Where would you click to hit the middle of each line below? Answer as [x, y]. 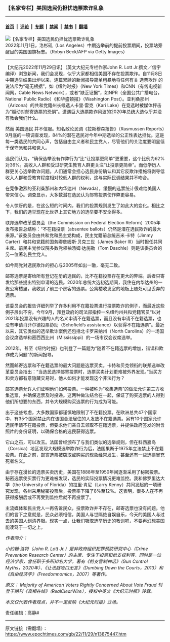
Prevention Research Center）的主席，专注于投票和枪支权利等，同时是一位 [83, 555]
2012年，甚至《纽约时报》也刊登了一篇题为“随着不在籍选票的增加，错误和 [82, 348]
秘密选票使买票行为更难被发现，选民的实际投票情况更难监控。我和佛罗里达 [83, 478]
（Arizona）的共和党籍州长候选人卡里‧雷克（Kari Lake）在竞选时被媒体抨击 [83, 105]
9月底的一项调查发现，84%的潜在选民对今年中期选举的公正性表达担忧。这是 [85, 135]
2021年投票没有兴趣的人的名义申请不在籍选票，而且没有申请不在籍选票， [81, 318]
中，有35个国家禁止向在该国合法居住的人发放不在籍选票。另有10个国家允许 [83, 418]
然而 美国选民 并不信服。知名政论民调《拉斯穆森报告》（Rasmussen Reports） [85, 128]
